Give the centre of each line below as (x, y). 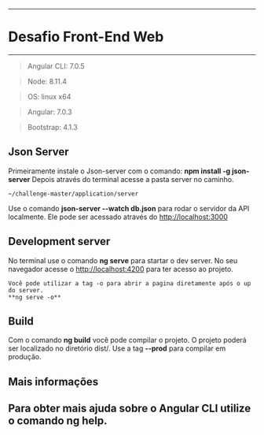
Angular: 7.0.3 (49, 112)
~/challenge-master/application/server (73, 194)
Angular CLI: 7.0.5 (56, 66)
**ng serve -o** (35, 297)
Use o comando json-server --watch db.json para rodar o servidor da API (129, 208)
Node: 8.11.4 (47, 81)
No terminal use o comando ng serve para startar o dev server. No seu (123, 260)
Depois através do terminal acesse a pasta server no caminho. (133, 179)
